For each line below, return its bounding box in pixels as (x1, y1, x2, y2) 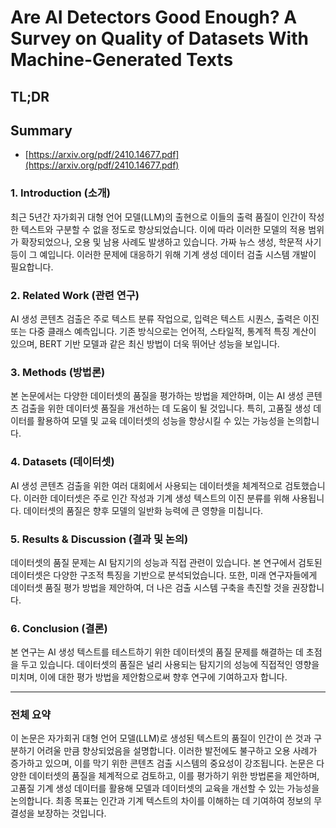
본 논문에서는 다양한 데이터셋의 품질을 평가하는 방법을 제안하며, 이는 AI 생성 (10, 390, 304, 402)
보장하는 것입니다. (36, 807, 107, 820)
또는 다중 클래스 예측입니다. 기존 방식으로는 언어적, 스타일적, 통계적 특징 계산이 (10, 325, 317, 337)
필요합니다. (10, 261, 54, 273)
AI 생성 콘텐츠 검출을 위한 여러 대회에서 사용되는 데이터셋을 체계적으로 (10, 479, 283, 491)
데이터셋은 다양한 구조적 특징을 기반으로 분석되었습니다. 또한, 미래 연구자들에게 (10, 569, 318, 581)
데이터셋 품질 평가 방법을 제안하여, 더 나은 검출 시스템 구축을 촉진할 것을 (10, 581, 290, 593)
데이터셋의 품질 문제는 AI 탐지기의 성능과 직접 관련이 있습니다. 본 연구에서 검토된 (10, 556, 323, 568)
